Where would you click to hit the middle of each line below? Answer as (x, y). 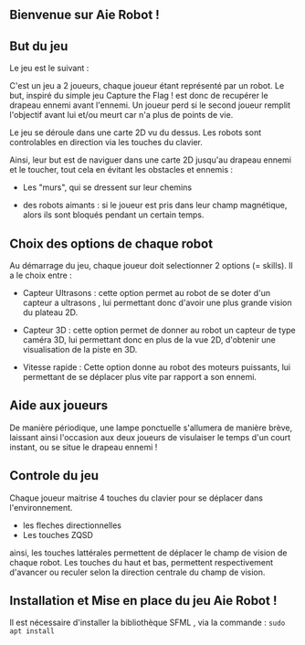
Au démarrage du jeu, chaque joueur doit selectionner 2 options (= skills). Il (152, 266)
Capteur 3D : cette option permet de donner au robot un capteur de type (159, 330)
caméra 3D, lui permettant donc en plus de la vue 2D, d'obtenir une (149, 340)
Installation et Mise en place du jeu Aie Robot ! (143, 601)
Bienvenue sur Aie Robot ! (84, 15)
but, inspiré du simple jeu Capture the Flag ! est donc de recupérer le (139, 96)
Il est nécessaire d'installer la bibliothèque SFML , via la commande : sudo (147, 623)
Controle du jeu (54, 476)
